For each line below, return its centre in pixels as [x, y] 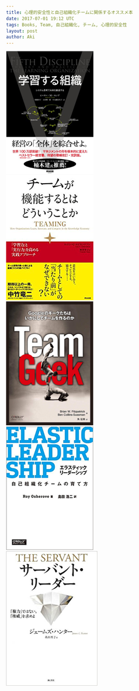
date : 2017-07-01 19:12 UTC [40, 18]
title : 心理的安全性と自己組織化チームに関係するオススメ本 [69, 12]
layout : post [22, 31]
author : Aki [20, 37]
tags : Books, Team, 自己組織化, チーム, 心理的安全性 [67, 25]
